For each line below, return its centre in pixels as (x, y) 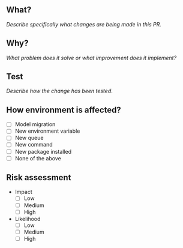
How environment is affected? (64, 110)
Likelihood (28, 219)
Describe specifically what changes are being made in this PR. (84, 24)
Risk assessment (39, 177)
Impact (23, 192)
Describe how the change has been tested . (59, 91)
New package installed (43, 151)
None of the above (38, 158)
